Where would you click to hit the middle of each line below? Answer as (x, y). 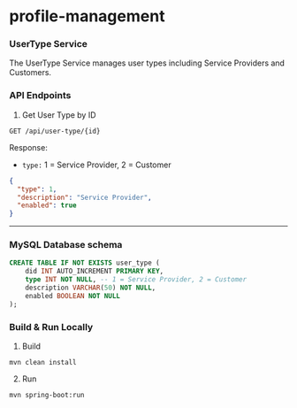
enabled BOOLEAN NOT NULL (73, 296)
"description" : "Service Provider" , (84, 197)
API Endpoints (40, 96)
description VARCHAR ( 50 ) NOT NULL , (91, 288)
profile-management (87, 16)
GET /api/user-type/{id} (55, 131)
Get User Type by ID (59, 115)
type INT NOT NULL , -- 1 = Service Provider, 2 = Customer (136, 280)
